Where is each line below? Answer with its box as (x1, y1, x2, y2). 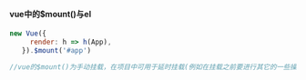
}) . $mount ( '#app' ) (21, 45, 92, 55)
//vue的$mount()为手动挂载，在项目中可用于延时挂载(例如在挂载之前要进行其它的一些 (9, 62, 291, 72)
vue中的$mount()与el (9, 8, 92, 19)
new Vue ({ (9, 29, 47, 38)
